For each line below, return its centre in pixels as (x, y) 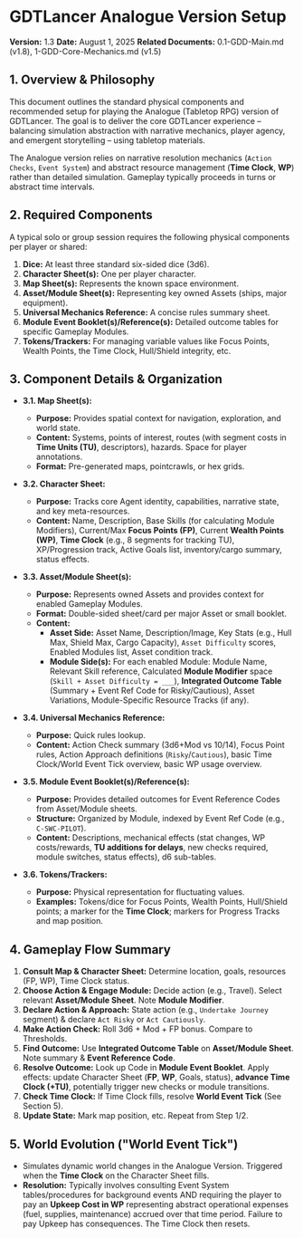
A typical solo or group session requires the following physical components (150, 236)
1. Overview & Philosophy (82, 80)
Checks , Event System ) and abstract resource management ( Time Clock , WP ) (152, 167)
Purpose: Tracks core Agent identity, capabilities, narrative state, (157, 502)
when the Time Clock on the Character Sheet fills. (116, 1176)
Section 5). (43, 1106)
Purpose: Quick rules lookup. (91, 735)
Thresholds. (45, 1039)
